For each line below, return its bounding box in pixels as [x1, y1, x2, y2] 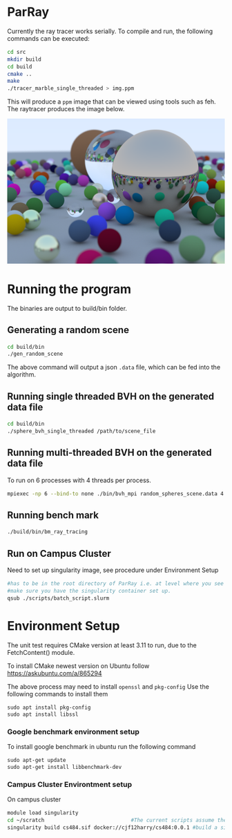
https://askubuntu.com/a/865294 [7, 669, 102, 677]
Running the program [7, 281, 132, 297]
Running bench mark [7, 509, 99, 521]
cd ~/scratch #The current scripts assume [7, 817, 215, 824]
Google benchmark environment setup [7, 727, 139, 736]
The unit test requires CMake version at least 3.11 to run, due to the [7, 640, 197, 649]
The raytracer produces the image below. [7, 105, 125, 113]
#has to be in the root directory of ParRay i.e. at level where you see [7, 580, 224, 587]
